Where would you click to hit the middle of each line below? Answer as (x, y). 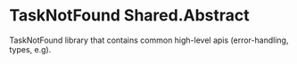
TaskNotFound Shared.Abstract (129, 16)
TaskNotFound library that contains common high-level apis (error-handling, (149, 40)
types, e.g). (30, 49)
